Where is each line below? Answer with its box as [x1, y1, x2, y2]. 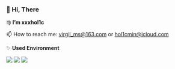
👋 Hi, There [6, 5, 39, 14]
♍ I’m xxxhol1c [6, 19, 45, 26]
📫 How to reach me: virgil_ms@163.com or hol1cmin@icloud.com [6, 31, 170, 38]
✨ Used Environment [6, 45, 60, 52]
